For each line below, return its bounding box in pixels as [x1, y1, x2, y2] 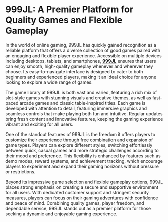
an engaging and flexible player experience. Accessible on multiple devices [5, 52, 162, 59]
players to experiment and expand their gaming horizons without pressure [5, 163, 159, 169]
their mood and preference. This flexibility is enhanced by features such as [5, 153, 161, 159]
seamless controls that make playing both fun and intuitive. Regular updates [5, 110, 163, 117]
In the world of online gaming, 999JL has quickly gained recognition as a [5, 41, 156, 48]
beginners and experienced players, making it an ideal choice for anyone [5, 74, 157, 80]
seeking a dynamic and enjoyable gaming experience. [5, 211, 118, 217]
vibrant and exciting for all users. [5, 121, 74, 127]
